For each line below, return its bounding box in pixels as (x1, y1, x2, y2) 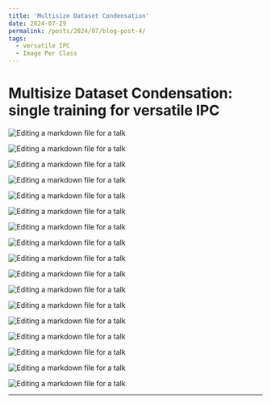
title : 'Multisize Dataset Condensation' (8, 11, 150, 20)
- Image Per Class (15, 49, 78, 57)
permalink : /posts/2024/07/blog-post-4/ (8, 27, 147, 35)
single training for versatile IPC (8, 102, 220, 120)
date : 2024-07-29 (8, 19, 67, 27)
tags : (8, 34, 27, 43)
